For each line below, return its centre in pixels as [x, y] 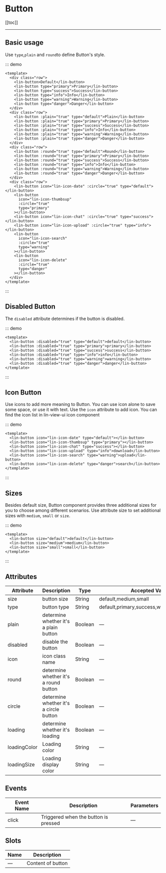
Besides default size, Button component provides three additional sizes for [81, 505]
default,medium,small [124, 599]
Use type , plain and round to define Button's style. [55, 55]
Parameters [145, 806]
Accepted [142, 590]
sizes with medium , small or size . [38, 516]
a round [51, 683]
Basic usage [24, 43]
